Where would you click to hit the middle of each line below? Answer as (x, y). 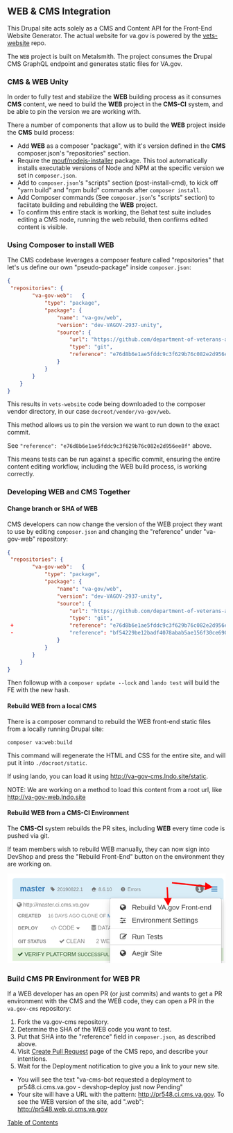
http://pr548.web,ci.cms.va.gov (62, 1109)
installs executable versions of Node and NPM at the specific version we (121, 168)
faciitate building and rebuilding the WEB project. (87, 205)
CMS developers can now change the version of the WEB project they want (115, 524)
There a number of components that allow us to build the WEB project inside (116, 125)
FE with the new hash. (39, 690)
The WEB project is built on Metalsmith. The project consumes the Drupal (110, 56)
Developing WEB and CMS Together (69, 492)
